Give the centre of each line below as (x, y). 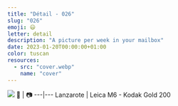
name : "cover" (41, 73)
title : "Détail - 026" (41, 14)
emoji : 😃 (21, 27)
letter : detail (30, 34)
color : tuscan (28, 54)
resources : (23, 60)
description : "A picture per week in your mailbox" (85, 41)
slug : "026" (25, 21)
